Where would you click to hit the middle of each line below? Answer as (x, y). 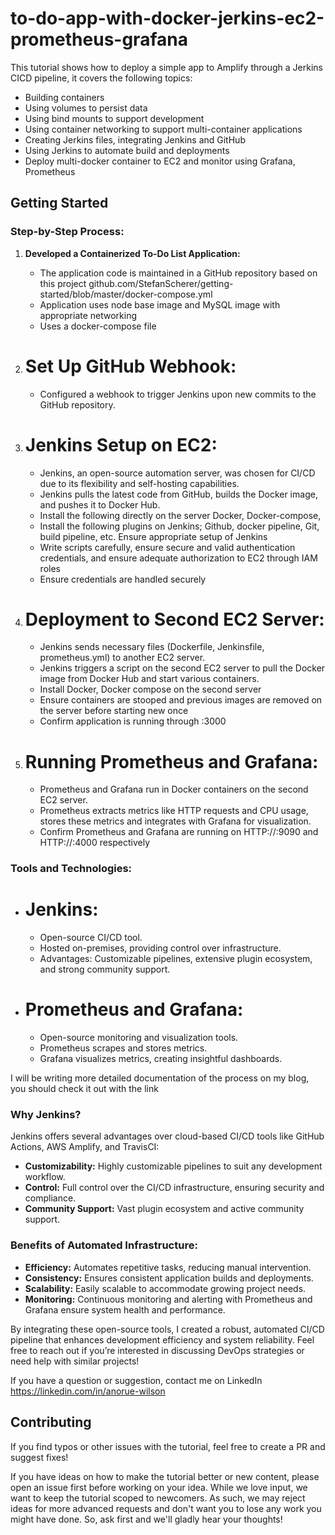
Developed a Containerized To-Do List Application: (132, 253)
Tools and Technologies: (71, 869)
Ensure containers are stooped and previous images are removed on (181, 700)
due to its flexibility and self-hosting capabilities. (139, 483)
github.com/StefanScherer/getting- (161, 283)
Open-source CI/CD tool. (91, 938)
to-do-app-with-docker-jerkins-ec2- (167, 18)
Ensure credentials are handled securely (123, 579)
